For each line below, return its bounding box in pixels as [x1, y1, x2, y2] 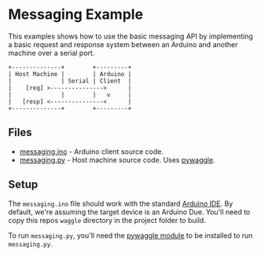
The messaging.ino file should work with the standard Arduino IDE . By [8, 199, 233, 208]
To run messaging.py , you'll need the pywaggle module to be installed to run [8, 230, 253, 240]
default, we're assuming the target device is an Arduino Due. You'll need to [8, 207, 251, 217]
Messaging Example [8, 5, 144, 24]
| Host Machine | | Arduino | [8, 70, 132, 78]
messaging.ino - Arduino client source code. [19, 147, 164, 156]
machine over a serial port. [8, 48, 95, 57]
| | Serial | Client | [8, 77, 132, 85]
